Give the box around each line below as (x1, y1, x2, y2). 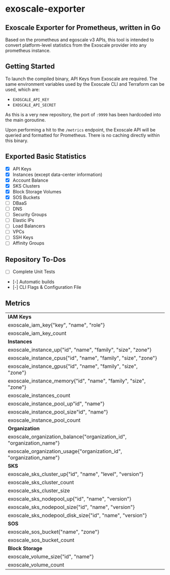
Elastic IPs (12, 217, 34, 223)
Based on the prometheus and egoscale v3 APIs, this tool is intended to (5, 37, 154, 43)
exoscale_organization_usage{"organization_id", (8, 448, 122, 455)
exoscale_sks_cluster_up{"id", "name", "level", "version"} (8, 470, 144, 478)
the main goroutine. (5, 117, 46, 123)
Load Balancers (12, 223, 46, 229)
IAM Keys (8, 313, 32, 320)
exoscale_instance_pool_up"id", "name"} (8, 400, 105, 408)
